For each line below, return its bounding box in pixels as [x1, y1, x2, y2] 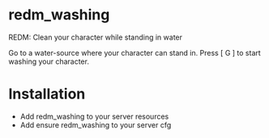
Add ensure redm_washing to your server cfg [19, 119, 172, 130]
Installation [8, 85, 86, 103]
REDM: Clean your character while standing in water [8, 32, 183, 42]
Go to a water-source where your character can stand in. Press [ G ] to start [8, 48, 261, 57]
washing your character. [8, 56, 89, 66]
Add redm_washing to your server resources [19, 111, 169, 121]
